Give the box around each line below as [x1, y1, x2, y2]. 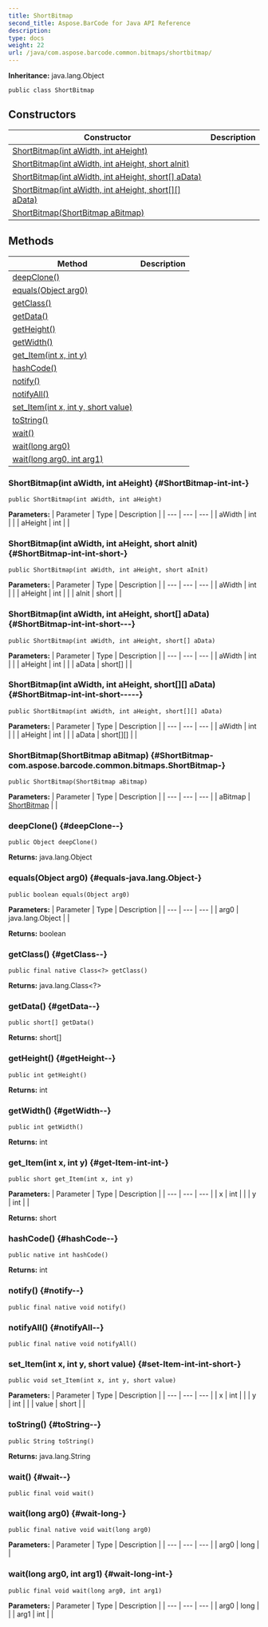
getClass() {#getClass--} [8, 948, 108, 959]
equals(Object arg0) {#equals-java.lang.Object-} [8, 872, 202, 883]
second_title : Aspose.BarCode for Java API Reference [8, 19, 191, 27]
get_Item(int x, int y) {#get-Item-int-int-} [8, 1157, 169, 1168]
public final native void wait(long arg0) [8, 1526, 152, 1534]
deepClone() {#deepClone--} [8, 820, 124, 831]
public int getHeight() [8, 1071, 88, 1079]
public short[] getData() [8, 1019, 94, 1027]
